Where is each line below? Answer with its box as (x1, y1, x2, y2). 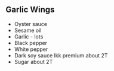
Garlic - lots (14, 33, 44, 40)
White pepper (14, 46, 48, 53)
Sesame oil (14, 27, 42, 34)
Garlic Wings (5, 5, 55, 15)
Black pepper (14, 39, 48, 46)
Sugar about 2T (14, 58, 53, 65)
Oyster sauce (14, 20, 48, 27)
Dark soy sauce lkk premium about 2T (14, 51, 108, 59)
